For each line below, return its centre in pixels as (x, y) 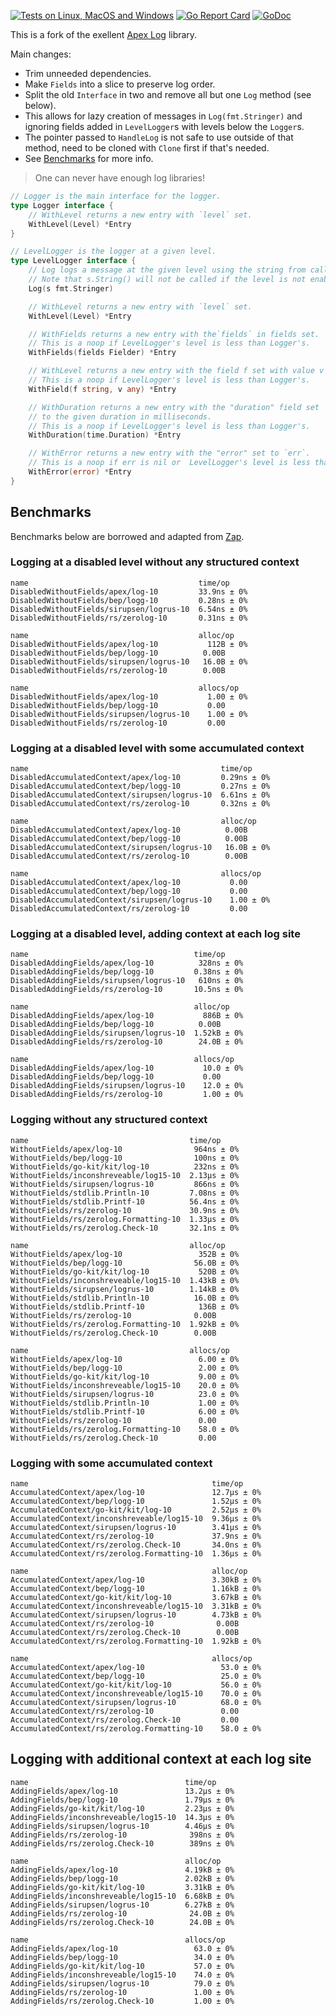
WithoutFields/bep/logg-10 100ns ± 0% (125, 1158)
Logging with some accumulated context (111, 1463)
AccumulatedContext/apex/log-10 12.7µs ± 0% (136, 1493)
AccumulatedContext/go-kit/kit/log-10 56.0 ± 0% (136, 1685)
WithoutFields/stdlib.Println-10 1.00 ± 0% (125, 1403)
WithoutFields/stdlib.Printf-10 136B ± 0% (125, 1306)
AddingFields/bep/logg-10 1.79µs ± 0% (122, 1800)
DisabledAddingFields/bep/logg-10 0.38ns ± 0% (127, 972)
